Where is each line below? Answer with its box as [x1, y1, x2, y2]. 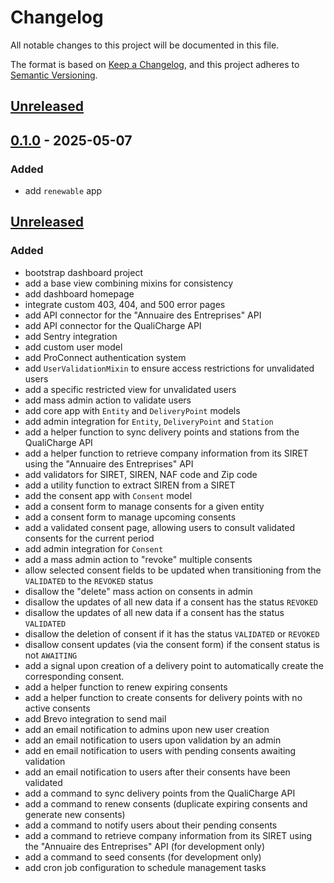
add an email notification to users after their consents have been [24, 766, 291, 778]
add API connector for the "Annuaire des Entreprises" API [24, 309, 262, 321]
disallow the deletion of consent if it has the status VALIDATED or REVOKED [24, 627, 320, 640]
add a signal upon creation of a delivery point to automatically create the [24, 659, 324, 671]
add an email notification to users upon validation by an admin [24, 734, 282, 746]
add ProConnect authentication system [24, 351, 187, 363]
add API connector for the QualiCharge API [24, 319, 202, 331]
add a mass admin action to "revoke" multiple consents [24, 553, 253, 565]
